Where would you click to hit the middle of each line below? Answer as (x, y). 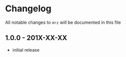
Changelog (28, 9)
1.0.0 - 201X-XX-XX (36, 38)
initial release (26, 50)
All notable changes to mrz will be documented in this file (63, 22)
